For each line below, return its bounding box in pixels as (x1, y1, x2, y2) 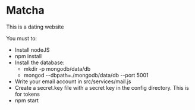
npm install (14, 52, 42, 59)
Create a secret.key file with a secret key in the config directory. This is (14, 84, 189, 91)
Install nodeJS (14, 46, 50, 54)
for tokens (14, 90, 40, 98)
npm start (14, 96, 39, 104)
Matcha (6, 4, 45, 17)
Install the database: (14, 59, 65, 66)
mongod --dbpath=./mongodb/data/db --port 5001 (23, 71, 149, 78)
